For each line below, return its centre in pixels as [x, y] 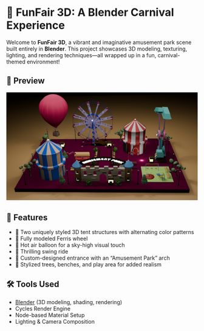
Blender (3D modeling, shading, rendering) [69, 302]
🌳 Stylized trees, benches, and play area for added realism [88, 265]
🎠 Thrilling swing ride [42, 252]
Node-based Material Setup [50, 315]
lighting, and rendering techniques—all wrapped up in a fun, [81, 55]
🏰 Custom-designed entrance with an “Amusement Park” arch [92, 258]
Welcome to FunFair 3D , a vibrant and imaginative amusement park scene [99, 42]
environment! [43, 62]
